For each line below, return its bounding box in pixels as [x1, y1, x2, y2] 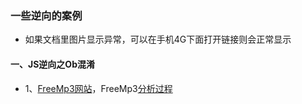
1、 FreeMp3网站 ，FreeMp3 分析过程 [24, 82, 173, 94]
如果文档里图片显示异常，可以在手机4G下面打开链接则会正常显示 [24, 33, 292, 46]
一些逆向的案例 [10, 8, 83, 22]
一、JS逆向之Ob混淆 [10, 58, 95, 70]
